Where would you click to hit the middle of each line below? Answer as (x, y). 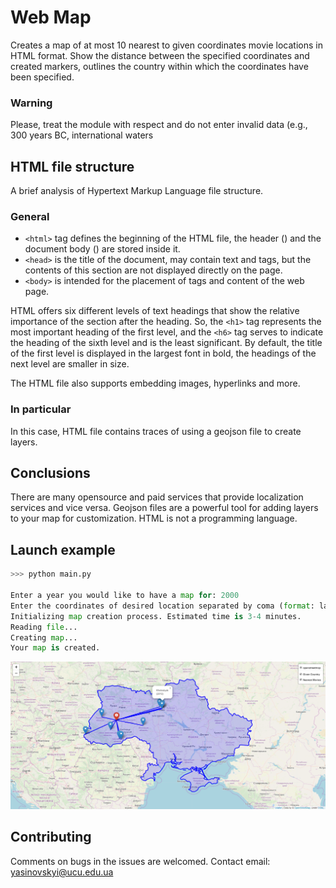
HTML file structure (72, 166)
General (30, 216)
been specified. (42, 77)
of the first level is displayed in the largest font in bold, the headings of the (163, 353)
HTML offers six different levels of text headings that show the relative (155, 311)
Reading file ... (44, 627)
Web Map (51, 17)
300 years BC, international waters (82, 135)
